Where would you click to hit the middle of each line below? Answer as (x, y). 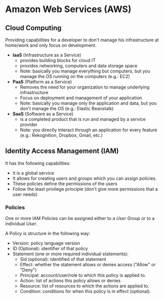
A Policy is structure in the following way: (48, 234)
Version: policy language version (46, 243)
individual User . (21, 224)
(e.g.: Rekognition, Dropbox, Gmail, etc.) (61, 135)
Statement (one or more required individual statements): (70, 254)
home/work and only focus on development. (51, 45)
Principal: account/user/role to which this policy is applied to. (83, 275)
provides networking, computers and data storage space (79, 66)
